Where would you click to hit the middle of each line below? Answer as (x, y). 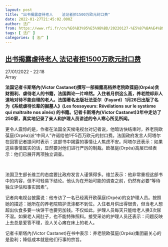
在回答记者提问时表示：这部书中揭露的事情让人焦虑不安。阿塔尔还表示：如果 (84, 141)
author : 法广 (18, 24)
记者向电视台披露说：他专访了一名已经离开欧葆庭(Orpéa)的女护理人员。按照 (83, 197)
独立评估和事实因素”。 (28, 187)
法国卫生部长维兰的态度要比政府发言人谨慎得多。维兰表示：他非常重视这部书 (84, 174)
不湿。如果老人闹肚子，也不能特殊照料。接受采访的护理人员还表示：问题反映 (84, 216)
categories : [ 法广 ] (27, 38)
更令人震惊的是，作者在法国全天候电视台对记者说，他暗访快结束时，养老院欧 (84, 129)
